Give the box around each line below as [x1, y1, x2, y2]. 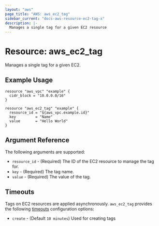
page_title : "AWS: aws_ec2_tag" [5, 12, 70, 16]
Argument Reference [5, 136, 70, 145]
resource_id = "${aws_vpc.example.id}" [9, 110, 90, 115]
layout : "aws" [5, 7, 34, 12]
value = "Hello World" [9, 118, 68, 124]
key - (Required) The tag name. [12, 168, 74, 175]
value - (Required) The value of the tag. [12, 174, 91, 179]
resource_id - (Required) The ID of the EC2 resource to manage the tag [12, 158, 154, 164]
